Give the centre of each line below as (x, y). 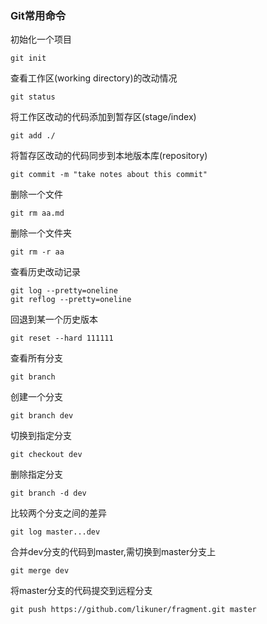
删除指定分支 (36, 474)
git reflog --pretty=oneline (71, 300)
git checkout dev (46, 455)
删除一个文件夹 (41, 233)
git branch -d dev (48, 493)
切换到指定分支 (41, 436)
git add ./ (33, 136)
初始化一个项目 (41, 39)
